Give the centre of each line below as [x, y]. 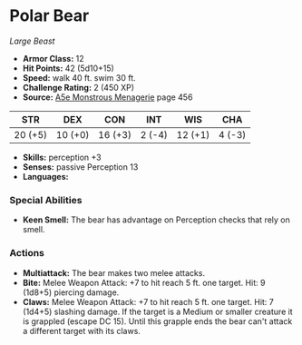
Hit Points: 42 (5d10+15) [68, 68]
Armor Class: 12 [53, 58]
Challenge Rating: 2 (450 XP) [78, 87]
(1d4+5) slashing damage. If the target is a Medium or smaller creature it [157, 311]
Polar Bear [49, 16]
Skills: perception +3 [62, 157]
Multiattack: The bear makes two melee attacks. [114, 272]
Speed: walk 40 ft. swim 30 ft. [79, 77]
